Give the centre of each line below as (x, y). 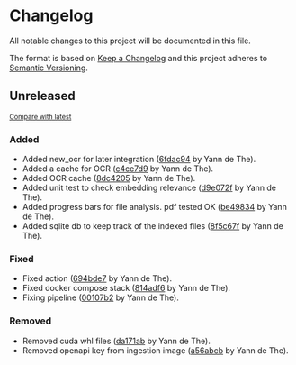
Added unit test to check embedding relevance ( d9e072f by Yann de (149, 188)
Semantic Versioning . (49, 68)
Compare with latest (40, 117)
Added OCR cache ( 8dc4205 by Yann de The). (109, 178)
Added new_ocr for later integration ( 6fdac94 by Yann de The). (139, 160)
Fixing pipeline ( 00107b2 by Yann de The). (101, 297)
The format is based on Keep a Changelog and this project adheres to (139, 58)
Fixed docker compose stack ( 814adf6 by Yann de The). (126, 288)
